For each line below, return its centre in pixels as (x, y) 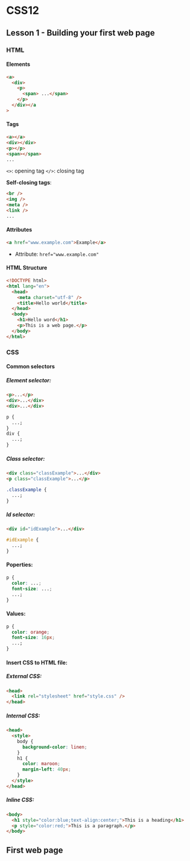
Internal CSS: (23, 716)
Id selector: (21, 514)
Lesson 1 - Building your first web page (81, 33)
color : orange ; (31, 632)
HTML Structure (27, 268)
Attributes (19, 230)
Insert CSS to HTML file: (37, 662)
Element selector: (29, 380)
